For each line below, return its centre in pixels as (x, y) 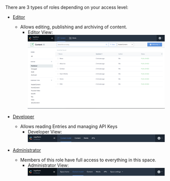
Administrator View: (48, 165)
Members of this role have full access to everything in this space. (88, 160)
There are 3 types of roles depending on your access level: (67, 7)
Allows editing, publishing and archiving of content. (74, 27)
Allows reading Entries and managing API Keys (69, 126)
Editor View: (40, 32)
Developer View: (45, 132)
